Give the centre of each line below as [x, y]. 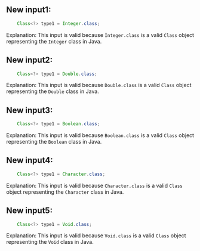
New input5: [29, 211]
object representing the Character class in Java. [65, 192]
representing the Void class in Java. [50, 242]
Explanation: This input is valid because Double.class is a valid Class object [99, 85]
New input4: [30, 160]
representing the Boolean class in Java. [54, 142]
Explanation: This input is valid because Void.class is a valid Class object [96, 235]
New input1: [29, 10]
